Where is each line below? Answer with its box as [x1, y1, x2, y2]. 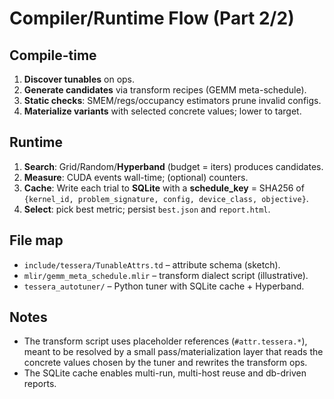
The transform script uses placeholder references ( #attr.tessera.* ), [23, 335, 308, 347]
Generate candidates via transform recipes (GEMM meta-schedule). [23, 84, 307, 96]
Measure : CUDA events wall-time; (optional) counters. [23, 171, 249, 183]
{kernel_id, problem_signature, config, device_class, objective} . [23, 192, 309, 204]
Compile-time [9, 47, 97, 64]
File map [9, 232, 64, 249]
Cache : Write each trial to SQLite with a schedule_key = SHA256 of [23, 182, 305, 194]
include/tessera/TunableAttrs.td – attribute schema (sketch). [23, 258, 281, 271]
